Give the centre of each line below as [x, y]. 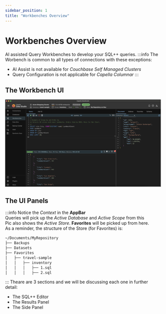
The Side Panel [28, 308]
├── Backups [17, 243]
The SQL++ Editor [30, 297]
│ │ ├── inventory [28, 263]
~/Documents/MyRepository [32, 238]
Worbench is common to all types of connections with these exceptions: [79, 60]
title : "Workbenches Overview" [37, 16]
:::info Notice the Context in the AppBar [45, 212]
